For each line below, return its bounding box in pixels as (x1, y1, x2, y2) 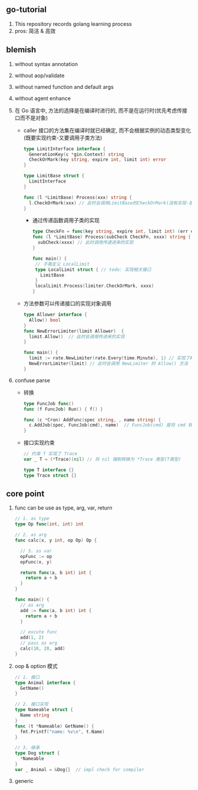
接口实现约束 (23, 439, 55, 447)
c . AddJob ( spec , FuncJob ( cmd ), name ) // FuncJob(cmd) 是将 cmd (28, 422, 186, 428)
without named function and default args (14, 83, 114, 90)
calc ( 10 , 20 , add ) (20, 646, 65, 652)
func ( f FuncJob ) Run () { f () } (23, 406, 103, 412)
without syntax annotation (14, 60, 78, 67)
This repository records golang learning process (14, 20, 132, 27)
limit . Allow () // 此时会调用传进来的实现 (28, 333, 125, 339)
